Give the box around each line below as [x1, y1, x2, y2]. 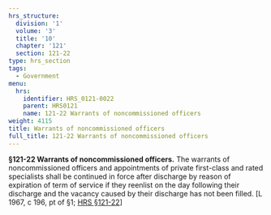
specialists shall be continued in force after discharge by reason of [8, 171, 231, 181]
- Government [15, 72, 60, 80]
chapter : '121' [15, 42, 67, 50]
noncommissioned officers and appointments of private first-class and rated [8, 162, 264, 172]
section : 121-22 [15, 49, 71, 57]
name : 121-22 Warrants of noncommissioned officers [23, 110, 201, 118]
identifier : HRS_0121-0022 [23, 95, 114, 103]
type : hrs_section [8, 57, 71, 65]
